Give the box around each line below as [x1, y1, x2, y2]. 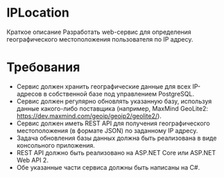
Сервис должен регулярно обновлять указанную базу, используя [16, 97, 212, 105]
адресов [16, 89, 42, 98]
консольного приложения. [16, 141, 95, 150]
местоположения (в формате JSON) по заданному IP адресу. [16, 126, 198, 134]
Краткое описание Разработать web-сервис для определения [6, 28, 191, 36]
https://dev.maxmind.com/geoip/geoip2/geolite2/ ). [16, 112, 162, 120]
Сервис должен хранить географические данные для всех [16, 82, 191, 91]
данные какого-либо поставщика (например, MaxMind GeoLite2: [16, 104, 209, 112]
